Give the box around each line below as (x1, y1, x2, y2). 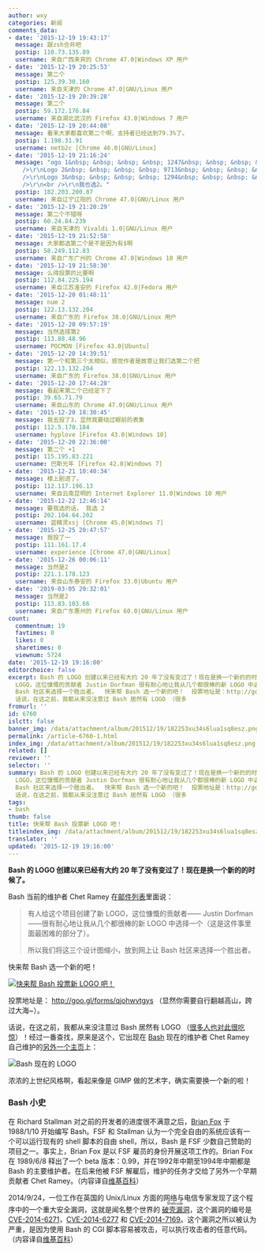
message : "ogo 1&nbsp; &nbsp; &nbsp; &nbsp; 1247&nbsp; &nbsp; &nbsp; (15, 159, 252, 167)
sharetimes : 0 (15, 644, 62, 652)
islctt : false (8, 717, 55, 725)
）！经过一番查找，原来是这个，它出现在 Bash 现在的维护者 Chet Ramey (15, 1032, 250, 1041)
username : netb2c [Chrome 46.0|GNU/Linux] (15, 144, 157, 152)
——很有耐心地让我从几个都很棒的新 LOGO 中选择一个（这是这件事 (27, 918, 245, 928)
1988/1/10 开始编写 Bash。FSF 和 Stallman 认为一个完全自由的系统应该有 (8, 1126, 244, 1136)
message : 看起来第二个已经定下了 (15, 387, 112, 395)
